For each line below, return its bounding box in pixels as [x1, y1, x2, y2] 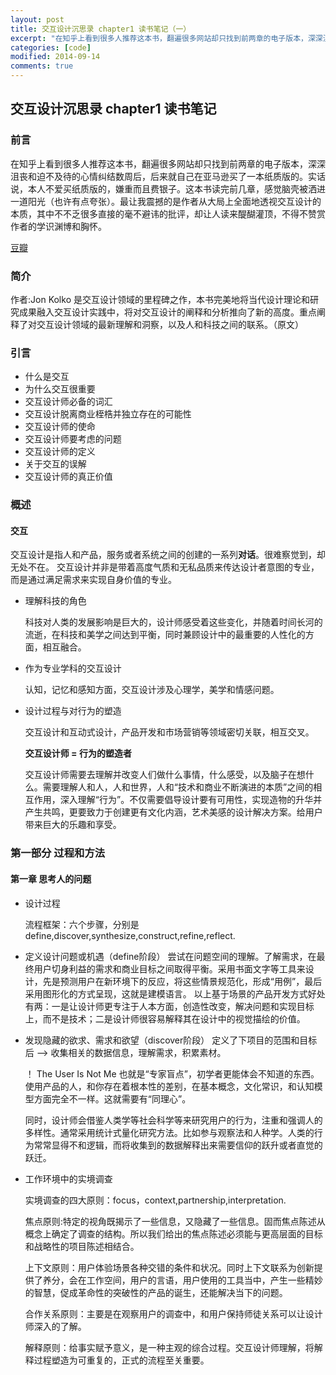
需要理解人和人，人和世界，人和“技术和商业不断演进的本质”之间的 [42, 781, 314, 793]
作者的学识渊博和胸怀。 [10, 220, 107, 232]
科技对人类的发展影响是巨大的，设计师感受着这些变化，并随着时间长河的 [24, 616, 323, 628]
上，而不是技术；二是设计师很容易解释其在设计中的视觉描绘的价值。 [24, 1012, 306, 1025]
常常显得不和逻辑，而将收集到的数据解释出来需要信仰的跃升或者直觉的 [33, 1139, 323, 1151]
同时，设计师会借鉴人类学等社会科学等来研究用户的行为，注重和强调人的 [24, 1114, 323, 1126]
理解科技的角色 [24, 595, 87, 607]
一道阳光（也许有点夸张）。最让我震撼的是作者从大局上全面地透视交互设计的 [10, 195, 322, 207]
